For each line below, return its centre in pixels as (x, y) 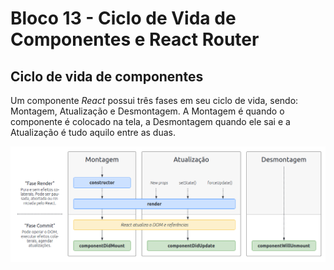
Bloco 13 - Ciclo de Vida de (123, 18)
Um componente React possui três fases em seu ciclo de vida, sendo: (154, 100)
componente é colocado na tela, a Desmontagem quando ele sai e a (150, 121)
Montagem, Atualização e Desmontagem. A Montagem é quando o (147, 111)
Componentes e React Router (135, 39)
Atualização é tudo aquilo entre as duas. (93, 132)
